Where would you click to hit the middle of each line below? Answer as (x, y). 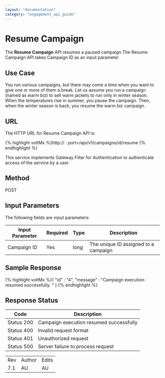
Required (57, 233)
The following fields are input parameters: (47, 217)
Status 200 (20, 322)
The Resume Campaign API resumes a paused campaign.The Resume (77, 52)
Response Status (32, 300)
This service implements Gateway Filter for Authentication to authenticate (80, 158)
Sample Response (33, 268)
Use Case (20, 73)
